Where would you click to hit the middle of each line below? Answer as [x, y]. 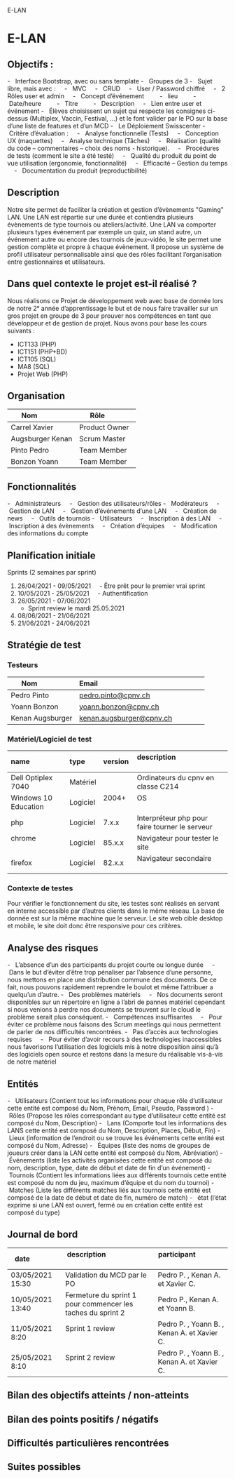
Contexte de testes [40, 888]
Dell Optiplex [32, 778]
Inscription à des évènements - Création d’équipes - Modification [113, 526]
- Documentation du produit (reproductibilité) [80, 170]
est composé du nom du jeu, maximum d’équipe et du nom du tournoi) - [111, 1182]
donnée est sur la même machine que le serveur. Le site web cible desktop [115, 918]
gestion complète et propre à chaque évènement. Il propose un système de [116, 247]
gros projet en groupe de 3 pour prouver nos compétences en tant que [109, 316]
